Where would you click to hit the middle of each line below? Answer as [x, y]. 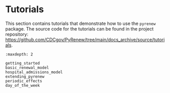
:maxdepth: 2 [19, 54]
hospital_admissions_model [34, 72]
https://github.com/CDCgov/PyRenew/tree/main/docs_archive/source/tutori [85, 40]
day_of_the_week [23, 85]
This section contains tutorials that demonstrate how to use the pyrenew [81, 23]
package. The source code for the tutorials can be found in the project [79, 28]
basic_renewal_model [27, 68]
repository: [17, 34]
